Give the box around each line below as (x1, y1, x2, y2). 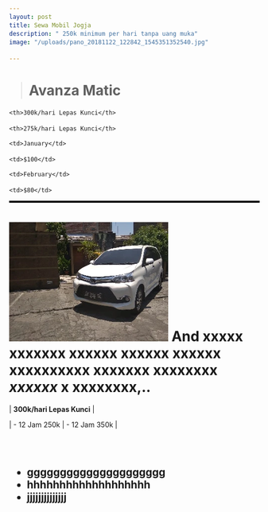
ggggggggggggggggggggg (26, 466, 166, 479)
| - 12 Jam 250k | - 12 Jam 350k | (9, 420, 118, 429)
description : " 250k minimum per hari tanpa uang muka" (9, 29, 198, 37)
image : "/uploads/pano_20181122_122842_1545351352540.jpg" (9, 38, 209, 46)
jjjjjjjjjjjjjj (26, 491, 67, 504)
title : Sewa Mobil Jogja (9, 21, 91, 29)
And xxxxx (171, 328, 243, 346)
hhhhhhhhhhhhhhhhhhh (26, 478, 151, 492)
